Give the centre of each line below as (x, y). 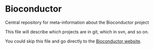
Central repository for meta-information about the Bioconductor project (77, 22)
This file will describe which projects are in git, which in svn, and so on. (77, 32)
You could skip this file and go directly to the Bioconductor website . (73, 41)
